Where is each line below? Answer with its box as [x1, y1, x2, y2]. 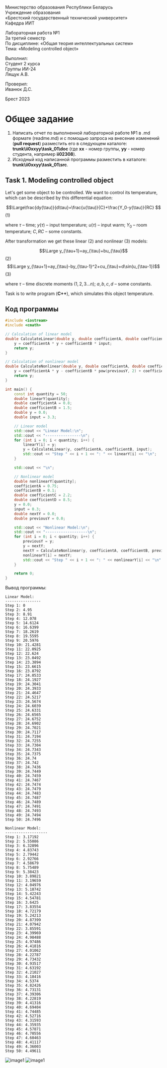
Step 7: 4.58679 [5, 861, 39, 866]
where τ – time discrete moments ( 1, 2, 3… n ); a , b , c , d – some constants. [5, 280, 152, 286]
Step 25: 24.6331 [5, 708, 41, 713]
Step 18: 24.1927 [5, 677, 41, 683]
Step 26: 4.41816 [5, 944, 41, 949]
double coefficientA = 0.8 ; [14, 401, 72, 406]
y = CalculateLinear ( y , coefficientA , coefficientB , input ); [23, 447, 153, 452]
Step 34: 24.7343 [5, 747, 41, 753]
